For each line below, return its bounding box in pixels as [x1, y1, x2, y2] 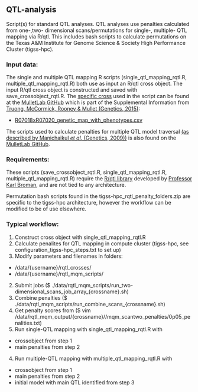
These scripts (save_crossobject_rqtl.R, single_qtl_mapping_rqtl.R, [6, 169, 167, 176]
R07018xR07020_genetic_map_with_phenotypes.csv [14, 116, 143, 124]
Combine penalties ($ [14, 294, 68, 301]
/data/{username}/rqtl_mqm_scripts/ [14, 270, 104, 277]
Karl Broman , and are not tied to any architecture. [6, 182, 126, 189]
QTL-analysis [6, 5, 57, 15]
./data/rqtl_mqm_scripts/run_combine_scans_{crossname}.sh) [14, 300, 165, 307]
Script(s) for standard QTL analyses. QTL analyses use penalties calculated [6, 20, 190, 27]
